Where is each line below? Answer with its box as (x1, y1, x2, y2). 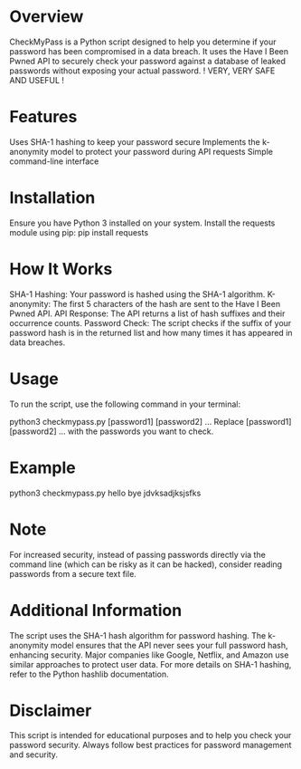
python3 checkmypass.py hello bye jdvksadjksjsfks (9, 487, 202, 498)
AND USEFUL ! (9, 74, 65, 85)
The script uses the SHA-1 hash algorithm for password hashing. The (9, 630, 267, 640)
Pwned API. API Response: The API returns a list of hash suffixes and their (9, 308, 286, 319)
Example (9, 457, 76, 477)
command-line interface (9, 156, 99, 167)
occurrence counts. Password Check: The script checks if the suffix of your (9, 317, 292, 328)
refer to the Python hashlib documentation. (9, 668, 169, 679)
